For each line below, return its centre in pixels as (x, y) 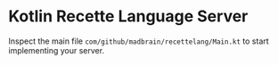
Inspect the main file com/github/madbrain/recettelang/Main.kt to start (139, 41)
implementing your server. (56, 50)
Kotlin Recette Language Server (128, 16)
